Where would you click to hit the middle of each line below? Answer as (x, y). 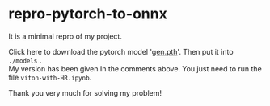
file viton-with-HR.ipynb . (50, 77)
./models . (25, 60)
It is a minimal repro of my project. (65, 36)
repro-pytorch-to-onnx (88, 14)
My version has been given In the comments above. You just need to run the (135, 68)
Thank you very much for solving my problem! (85, 92)
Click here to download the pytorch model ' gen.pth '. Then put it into (121, 51)
